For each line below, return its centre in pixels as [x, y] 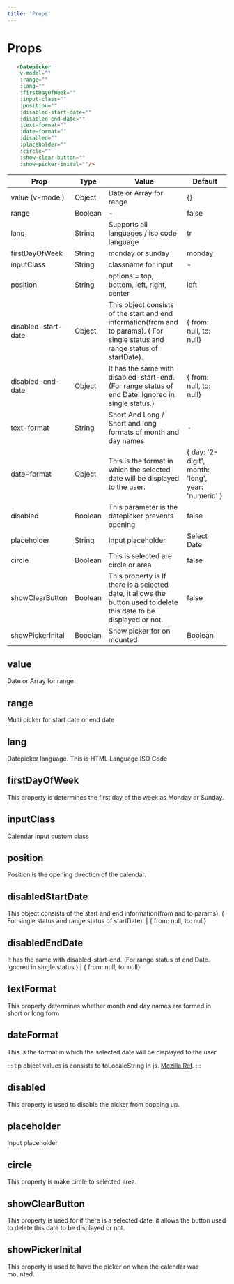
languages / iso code [142, 233]
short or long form [33, 1013]
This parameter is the [143, 507]
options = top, [131, 276]
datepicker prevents [141, 516]
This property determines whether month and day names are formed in [109, 1006]
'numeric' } [205, 495]
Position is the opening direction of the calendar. [77, 875]
